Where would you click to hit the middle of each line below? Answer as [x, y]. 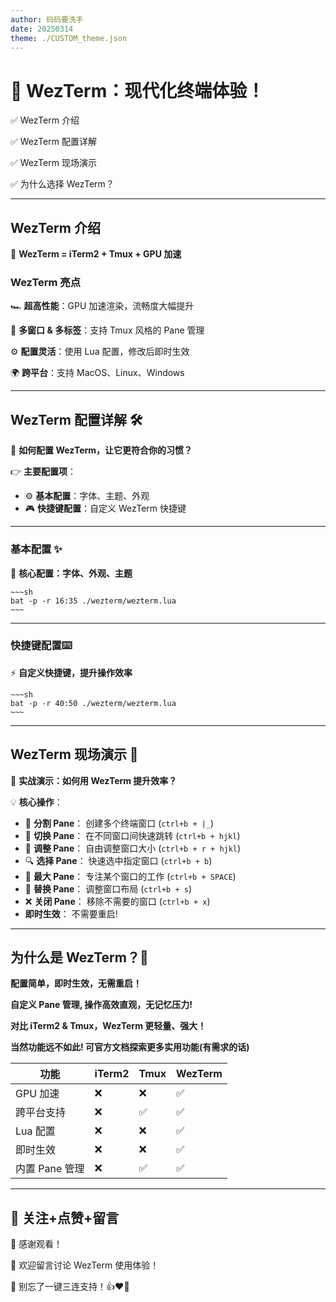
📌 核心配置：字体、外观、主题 [71, 573]
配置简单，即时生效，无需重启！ [76, 983]
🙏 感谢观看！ [36, 1244]
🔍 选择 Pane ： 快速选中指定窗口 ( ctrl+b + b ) [118, 860]
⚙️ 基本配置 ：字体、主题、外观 [87, 496]
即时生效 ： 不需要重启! [71, 913]
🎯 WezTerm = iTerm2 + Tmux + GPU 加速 [96, 254]
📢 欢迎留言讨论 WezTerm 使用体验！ [85, 1265]
